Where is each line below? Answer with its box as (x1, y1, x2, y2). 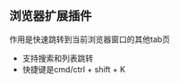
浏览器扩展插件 (9, 8, 92, 24)
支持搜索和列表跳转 (21, 53, 94, 63)
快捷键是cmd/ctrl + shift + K (21, 63, 126, 74)
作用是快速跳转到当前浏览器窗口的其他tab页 (9, 34, 171, 45)
